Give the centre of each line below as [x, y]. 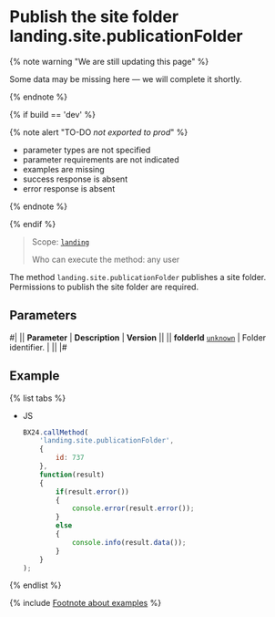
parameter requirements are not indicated [101, 159]
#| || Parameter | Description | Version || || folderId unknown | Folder [138, 337]
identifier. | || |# [38, 347]
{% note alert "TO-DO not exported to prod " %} [99, 132]
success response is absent [75, 179]
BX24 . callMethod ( [56, 432]
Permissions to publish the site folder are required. [104, 287]
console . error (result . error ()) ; [133, 508]
